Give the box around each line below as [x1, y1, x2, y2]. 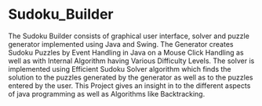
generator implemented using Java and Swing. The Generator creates [8, 39, 234, 48]
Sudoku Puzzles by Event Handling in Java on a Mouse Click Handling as [8, 48, 245, 57]
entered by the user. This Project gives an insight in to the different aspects [8, 80, 251, 90]
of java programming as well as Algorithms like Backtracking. [8, 89, 206, 98]
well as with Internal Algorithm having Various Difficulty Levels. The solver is [8, 56, 255, 65]
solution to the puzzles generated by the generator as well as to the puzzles [8, 72, 253, 82]
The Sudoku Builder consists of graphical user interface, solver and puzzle [8, 31, 249, 41]
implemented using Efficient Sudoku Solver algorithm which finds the [8, 64, 231, 73]
